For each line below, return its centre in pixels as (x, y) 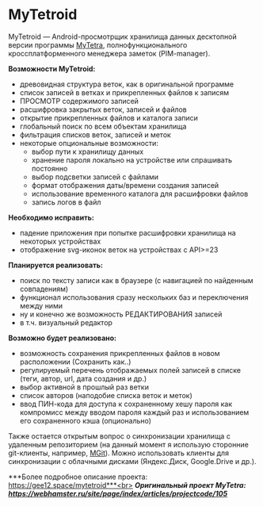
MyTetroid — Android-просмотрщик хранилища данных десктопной (122, 36)
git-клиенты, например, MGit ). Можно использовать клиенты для (119, 453)
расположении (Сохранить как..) (75, 362)
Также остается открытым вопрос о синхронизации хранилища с (120, 436)
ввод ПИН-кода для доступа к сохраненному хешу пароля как (126, 404)
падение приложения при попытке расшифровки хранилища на (128, 232)
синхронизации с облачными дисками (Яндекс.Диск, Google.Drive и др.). (132, 461)
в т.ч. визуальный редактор (66, 322)
